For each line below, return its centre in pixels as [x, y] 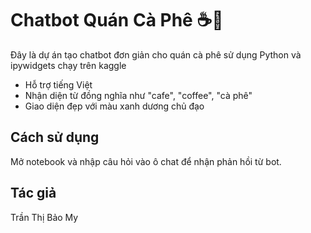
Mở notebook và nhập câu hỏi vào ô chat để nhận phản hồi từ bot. [146, 161]
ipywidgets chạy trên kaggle [68, 65]
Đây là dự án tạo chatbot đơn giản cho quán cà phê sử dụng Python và [156, 54]
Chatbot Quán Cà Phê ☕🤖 [117, 20]
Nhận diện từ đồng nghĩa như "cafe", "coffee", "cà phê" [138, 95]
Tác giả [33, 193]
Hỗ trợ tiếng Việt [58, 84]
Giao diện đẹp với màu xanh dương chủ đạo [114, 106]
